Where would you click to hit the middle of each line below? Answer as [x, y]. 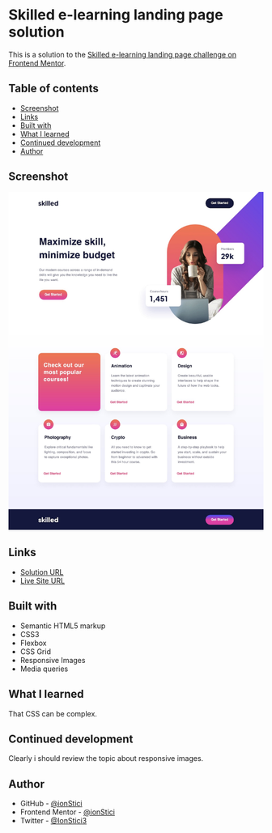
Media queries [44, 669]
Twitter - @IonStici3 [53, 821]
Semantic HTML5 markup [63, 626]
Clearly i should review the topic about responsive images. [106, 759]
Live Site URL [42, 580]
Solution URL [42, 572]
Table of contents [53, 89]
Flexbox [33, 643]
